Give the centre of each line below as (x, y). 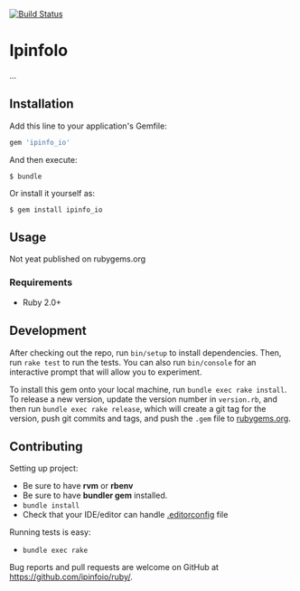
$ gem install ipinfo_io (56, 210)
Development (48, 331)
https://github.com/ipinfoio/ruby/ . (71, 577)
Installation (42, 104)
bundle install (51, 506)
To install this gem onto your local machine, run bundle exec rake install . (148, 389)
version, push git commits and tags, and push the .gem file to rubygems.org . (150, 418)
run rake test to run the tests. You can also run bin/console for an (133, 362)
